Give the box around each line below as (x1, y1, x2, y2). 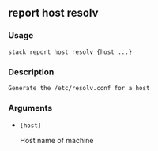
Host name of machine (19, 136, 94, 145)
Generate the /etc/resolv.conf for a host (8, 84, 150, 92)
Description (8, 66, 55, 77)
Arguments (8, 102, 53, 113)
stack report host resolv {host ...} (8, 47, 133, 56)
